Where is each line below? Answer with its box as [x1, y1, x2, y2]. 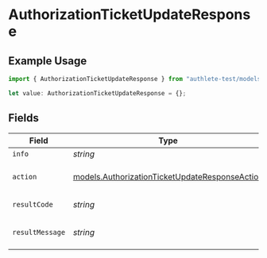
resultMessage [12, 228, 66, 237]
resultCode [12, 200, 53, 209]
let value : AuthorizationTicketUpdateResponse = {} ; [8, 89, 187, 97]
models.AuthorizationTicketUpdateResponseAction [72, 171, 264, 182]
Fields [8, 111, 40, 125]
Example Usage [8, 54, 87, 67]
